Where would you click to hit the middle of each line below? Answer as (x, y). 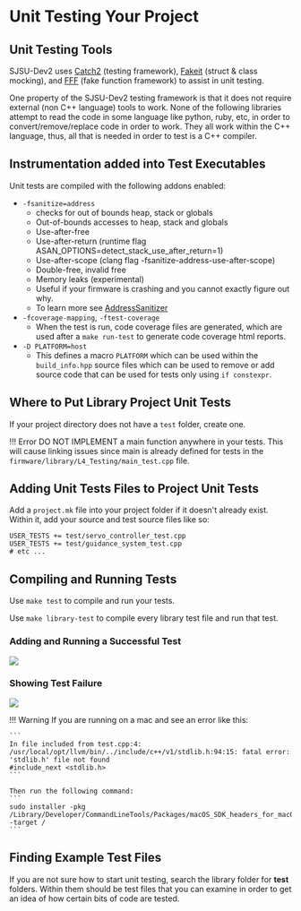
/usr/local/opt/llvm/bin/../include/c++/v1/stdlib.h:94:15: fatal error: (150, 752)
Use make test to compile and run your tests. (92, 601)
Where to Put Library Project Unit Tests (120, 403)
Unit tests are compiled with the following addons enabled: (118, 185)
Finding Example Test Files (86, 858)
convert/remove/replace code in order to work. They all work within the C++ (150, 126)
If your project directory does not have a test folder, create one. (128, 424)
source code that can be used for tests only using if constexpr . (154, 374)
